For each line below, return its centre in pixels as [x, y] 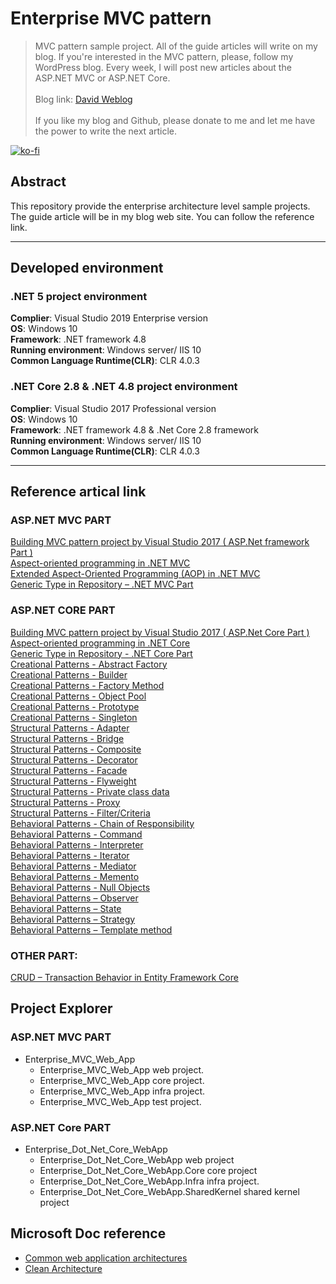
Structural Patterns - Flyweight [73, 781]
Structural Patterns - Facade [69, 770]
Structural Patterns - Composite [76, 749]
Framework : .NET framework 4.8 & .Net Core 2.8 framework [134, 429]
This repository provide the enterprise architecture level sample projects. [160, 206]
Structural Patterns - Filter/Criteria [80, 813]
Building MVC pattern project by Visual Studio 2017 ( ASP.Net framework [160, 542]
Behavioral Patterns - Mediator [73, 866]
